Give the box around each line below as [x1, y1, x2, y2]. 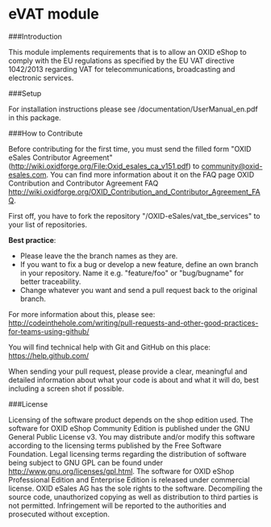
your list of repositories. [8, 220, 87, 229]
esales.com [8, 169, 47, 179]
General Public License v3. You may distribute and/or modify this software [8, 432, 256, 441]
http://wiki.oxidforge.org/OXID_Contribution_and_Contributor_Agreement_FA [8, 186, 261, 196]
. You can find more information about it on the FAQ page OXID [46, 169, 255, 179]
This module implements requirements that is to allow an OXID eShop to [8, 47, 248, 56]
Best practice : [8, 235, 56, 245]
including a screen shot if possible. [8, 383, 125, 393]
